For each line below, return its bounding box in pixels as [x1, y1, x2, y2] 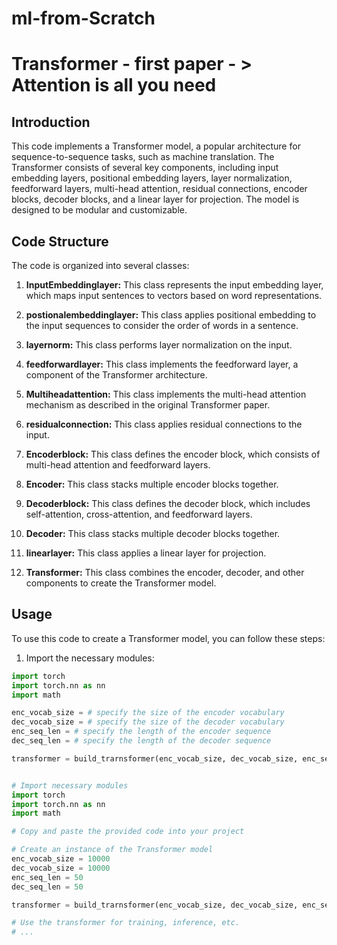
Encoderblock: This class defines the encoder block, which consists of [25, 448, 321, 460]
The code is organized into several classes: [11, 260, 190, 271]
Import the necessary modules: [25, 652, 155, 664]
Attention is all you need [11, 74, 217, 97]
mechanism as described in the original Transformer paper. [25, 399, 271, 411]
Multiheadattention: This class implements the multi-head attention [25, 388, 307, 400]
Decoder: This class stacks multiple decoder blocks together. [25, 528, 281, 539]
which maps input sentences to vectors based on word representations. [25, 290, 323, 301]
